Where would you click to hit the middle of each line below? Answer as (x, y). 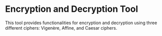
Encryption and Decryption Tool (72, 9)
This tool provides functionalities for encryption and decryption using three (81, 23)
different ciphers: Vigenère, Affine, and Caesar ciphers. (61, 28)
